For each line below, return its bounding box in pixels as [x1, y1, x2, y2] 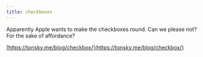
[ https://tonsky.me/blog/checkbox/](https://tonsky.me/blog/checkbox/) [6, 44, 184, 51]
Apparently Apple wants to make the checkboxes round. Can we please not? [6, 25, 197, 33]
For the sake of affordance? [6, 32, 76, 39]
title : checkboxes [6, 8, 53, 15]
